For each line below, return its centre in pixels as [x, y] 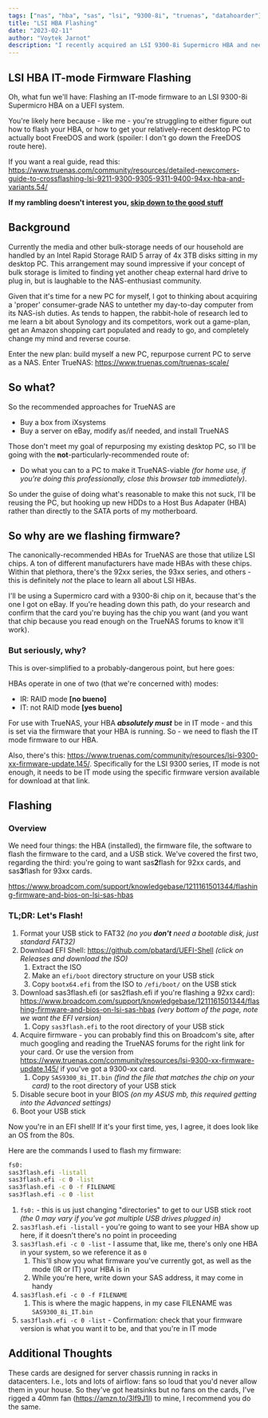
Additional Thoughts [61, 1354]
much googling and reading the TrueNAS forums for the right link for [132, 1043]
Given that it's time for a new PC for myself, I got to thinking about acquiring [133, 296]
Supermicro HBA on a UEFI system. [67, 105]
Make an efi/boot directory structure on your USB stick [123, 975]
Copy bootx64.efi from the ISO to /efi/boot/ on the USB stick [134, 984]
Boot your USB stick [53, 1111]
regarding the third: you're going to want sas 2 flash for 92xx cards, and [124, 863]
